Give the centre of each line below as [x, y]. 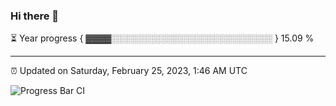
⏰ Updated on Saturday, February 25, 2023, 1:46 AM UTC [129, 71]
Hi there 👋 [35, 16]
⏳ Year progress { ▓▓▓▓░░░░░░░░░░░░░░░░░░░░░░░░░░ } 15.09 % [162, 38]
